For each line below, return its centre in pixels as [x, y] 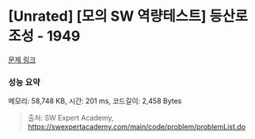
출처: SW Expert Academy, [70, 118]
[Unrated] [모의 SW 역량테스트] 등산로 [128, 16]
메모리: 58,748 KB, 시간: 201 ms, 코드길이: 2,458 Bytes [95, 101]
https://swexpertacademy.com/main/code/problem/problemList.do [137, 127]
